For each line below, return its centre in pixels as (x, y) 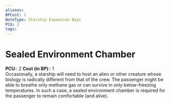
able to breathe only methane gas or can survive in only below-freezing (81, 85)
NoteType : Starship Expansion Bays (43, 19)
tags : (11, 29)
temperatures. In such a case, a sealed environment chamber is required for (85, 91)
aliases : (15, 10)
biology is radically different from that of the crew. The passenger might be (84, 79)
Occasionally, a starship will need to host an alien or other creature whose (83, 74)
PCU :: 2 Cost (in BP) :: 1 (30, 69)
